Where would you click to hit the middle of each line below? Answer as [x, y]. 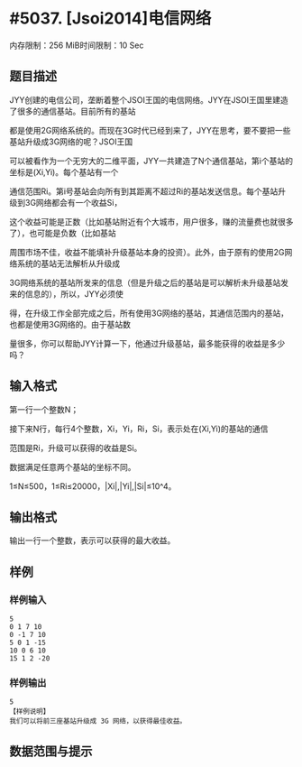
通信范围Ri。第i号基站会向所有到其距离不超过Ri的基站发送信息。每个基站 [144, 191]
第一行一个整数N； [44, 409]
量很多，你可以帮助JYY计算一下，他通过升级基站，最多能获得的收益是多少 [147, 343]
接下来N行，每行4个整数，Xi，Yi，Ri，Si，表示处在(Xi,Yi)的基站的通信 [139, 429]
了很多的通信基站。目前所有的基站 [73, 111]
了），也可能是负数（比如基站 [63, 233]
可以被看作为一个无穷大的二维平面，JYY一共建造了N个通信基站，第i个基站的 [151, 161]
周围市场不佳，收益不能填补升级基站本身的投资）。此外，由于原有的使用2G [147, 252]
